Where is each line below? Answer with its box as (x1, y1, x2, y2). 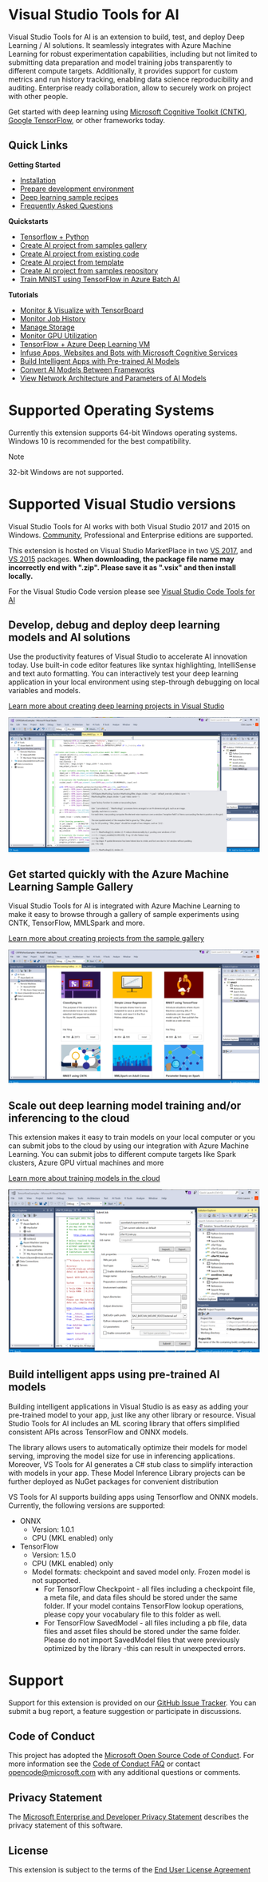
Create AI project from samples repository (19, 265, 159, 275)
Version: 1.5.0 (31, 1549, 77, 1560)
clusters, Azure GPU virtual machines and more (8, 1158, 164, 1168)
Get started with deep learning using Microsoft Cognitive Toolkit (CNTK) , (8, 106, 247, 117)
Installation (19, 175, 57, 185)
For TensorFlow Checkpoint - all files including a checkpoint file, (43, 1584, 255, 1593)
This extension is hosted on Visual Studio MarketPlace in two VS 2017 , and (8, 545, 253, 555)
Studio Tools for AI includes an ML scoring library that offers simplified (8, 1418, 240, 1428)
